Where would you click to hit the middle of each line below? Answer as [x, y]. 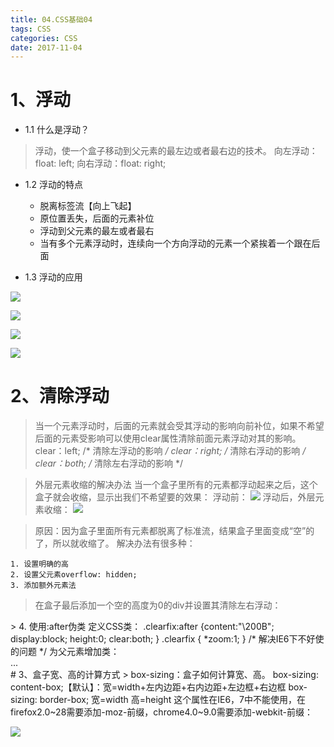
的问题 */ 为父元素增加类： [65, 652]
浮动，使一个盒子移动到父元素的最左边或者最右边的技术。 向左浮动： [176, 151]
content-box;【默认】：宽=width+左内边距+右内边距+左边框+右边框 [148, 687]
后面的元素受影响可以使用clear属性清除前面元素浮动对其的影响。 [168, 438]
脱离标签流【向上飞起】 [88, 206]
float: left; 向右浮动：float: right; [100, 163]
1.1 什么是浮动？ [57, 130]
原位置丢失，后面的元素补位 [97, 218]
